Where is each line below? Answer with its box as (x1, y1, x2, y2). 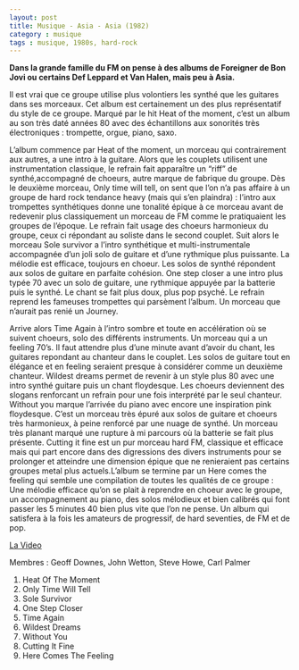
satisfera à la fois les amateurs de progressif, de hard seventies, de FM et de (9, 513, 290, 523)
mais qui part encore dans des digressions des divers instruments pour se (9, 447, 282, 457)
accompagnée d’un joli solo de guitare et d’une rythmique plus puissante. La (9, 249, 290, 260)
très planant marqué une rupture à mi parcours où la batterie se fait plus (9, 428, 274, 439)
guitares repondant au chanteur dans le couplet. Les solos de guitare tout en (9, 352, 291, 363)
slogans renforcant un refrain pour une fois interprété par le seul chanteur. (9, 389, 283, 400)
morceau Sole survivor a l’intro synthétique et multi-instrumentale (9, 239, 251, 250)
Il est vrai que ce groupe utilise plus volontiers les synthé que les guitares (9, 89, 279, 100)
